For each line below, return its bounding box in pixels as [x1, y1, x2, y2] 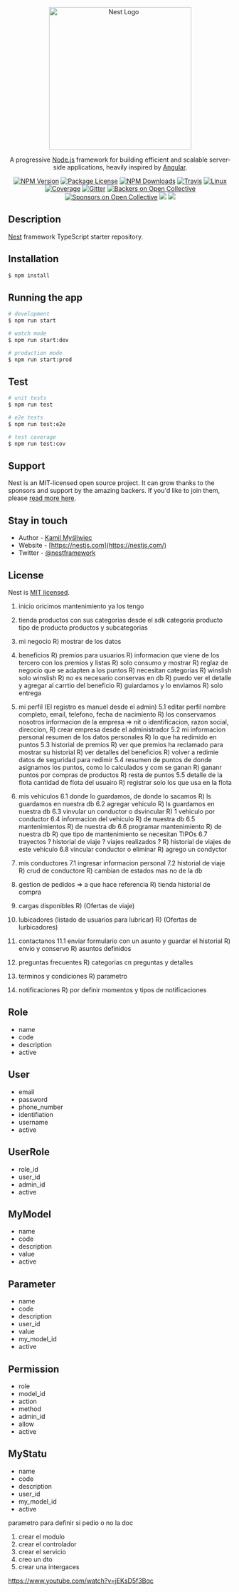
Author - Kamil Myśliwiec [18, 534, 92, 542]
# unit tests [8, 395, 47, 402]
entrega [18, 689, 42, 697]
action [18, 1397, 38, 1405]
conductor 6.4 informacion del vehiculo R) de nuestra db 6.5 [18, 815, 196, 823]
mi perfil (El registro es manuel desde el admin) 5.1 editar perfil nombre [18, 702, 226, 712]
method [18, 1404, 42, 1413]
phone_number [18, 1103, 63, 1111]
